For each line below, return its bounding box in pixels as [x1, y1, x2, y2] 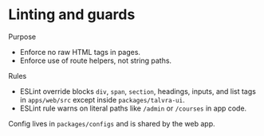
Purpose [8, 32, 37, 41]
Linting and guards [8, 6, 136, 24]
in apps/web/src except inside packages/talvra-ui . [19, 95, 185, 104]
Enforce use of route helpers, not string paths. [19, 56, 172, 65]
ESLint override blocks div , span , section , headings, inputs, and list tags [19, 86, 257, 96]
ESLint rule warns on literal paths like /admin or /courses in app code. [19, 103, 247, 113]
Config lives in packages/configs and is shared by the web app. [8, 119, 215, 128]
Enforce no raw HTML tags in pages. [19, 47, 141, 56]
